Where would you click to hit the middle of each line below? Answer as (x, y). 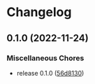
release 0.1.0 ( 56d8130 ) (50, 73)
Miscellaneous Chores (45, 58)
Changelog (39, 12)
